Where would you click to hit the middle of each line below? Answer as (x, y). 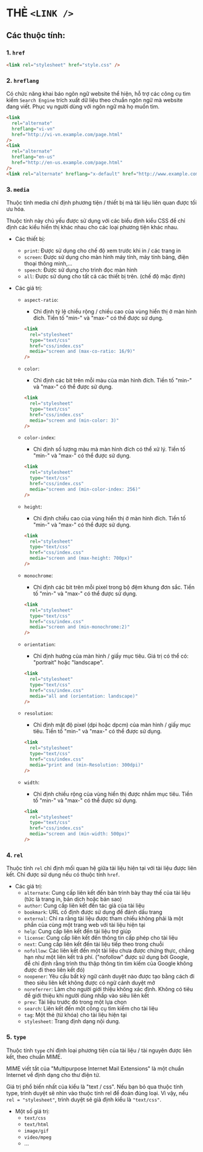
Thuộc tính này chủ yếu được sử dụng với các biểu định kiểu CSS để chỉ (96, 220)
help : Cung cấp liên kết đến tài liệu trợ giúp (77, 931)
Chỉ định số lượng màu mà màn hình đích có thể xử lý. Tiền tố (109, 449)
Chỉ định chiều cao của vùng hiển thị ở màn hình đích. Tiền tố (109, 518)
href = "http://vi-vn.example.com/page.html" (67, 134)
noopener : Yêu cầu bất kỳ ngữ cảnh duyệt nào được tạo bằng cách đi (109, 977)
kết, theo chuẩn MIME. (34, 1056)
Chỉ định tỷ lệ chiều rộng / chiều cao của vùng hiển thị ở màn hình (115, 311)
